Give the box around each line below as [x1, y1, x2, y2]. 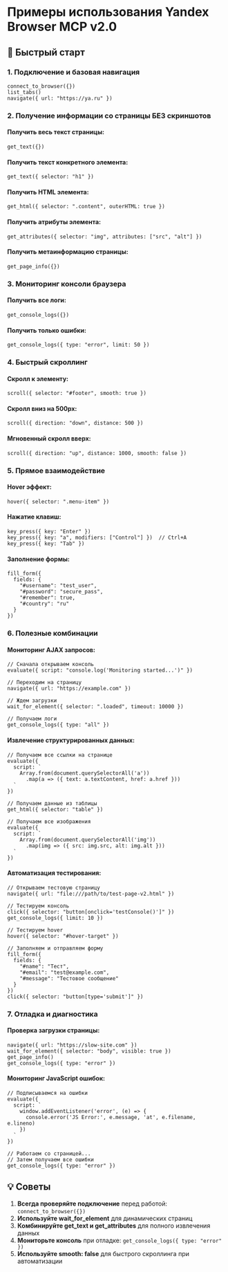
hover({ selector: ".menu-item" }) [7, 498, 110, 505]
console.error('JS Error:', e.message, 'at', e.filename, [25, 1114, 196, 1121]
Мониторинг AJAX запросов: [7, 645, 95, 654]
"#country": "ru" [19, 600, 70, 607]
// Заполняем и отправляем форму [7, 945, 104, 952]
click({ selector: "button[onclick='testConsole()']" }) [7, 908, 175, 915]
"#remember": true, [19, 594, 76, 602]
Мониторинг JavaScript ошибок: [7, 1074, 106, 1082]
